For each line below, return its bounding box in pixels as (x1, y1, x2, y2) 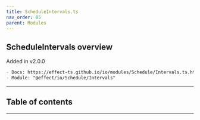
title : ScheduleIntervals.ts (6, 8, 79, 15)
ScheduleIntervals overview (6, 42, 113, 52)
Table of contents (6, 97, 73, 107)
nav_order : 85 (6, 14, 42, 20)
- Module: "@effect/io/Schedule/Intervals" (6, 75, 116, 81)
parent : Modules (6, 20, 46, 26)
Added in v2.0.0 (6, 58, 46, 65)
